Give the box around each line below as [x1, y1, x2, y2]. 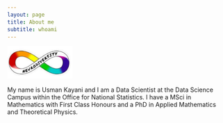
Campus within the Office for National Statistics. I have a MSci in [7, 93, 192, 101]
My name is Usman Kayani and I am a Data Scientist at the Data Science [7, 85, 214, 94]
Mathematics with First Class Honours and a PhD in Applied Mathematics [7, 101, 217, 109]
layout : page [7, 11, 45, 18]
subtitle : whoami [7, 26, 58, 33]
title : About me [7, 18, 54, 26]
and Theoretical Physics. [7, 108, 79, 116]
